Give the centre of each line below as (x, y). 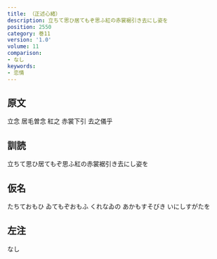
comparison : (25, 53)
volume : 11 (23, 46)
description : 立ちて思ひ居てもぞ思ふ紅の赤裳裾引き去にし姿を (88, 20)
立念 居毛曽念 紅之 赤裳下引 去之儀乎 (60, 121)
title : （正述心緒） (34, 14)
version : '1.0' (29, 40)
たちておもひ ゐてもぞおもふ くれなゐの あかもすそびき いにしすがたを (109, 206)
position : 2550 (29, 27)
